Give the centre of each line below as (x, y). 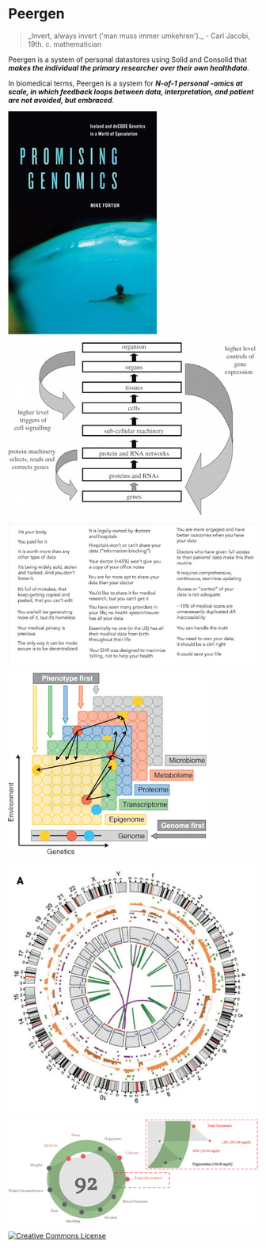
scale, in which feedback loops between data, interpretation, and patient (131, 91)
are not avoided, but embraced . (61, 100)
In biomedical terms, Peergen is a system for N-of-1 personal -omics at (125, 83)
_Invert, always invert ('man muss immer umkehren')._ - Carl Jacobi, (139, 36)
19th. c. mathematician (64, 44)
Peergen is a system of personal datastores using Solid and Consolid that (128, 59)
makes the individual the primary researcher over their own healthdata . (129, 67)
